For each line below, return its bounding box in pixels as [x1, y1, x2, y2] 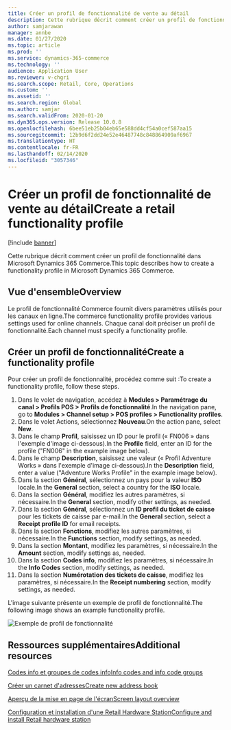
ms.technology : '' [8, 61, 60, 68]
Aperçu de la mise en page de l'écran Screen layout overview [8, 695, 180, 703]
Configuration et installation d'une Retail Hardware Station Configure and [8, 708, 212, 716]
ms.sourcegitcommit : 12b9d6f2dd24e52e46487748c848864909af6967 [8, 131, 193, 138]
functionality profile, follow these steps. [8, 383, 119, 391]
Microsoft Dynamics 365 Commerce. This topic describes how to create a [8, 259, 215, 267]
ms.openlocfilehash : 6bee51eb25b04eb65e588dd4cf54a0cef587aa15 [8, 125, 193, 132]
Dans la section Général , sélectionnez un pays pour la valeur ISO [17, 476, 202, 484]
